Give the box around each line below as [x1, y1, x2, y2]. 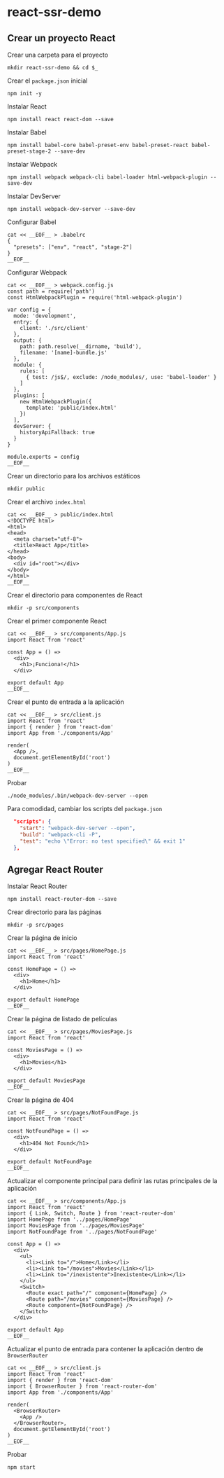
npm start [7, 1464, 36, 1471]
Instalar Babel [7, 128, 47, 137]
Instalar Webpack [7, 160, 58, 168]
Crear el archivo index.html [7, 498, 87, 506]
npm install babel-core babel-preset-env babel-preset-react [7, 141, 189, 149]
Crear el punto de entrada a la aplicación [7, 698, 124, 706]
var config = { [7, 306, 52, 313]
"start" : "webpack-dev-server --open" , [20, 824, 136, 831]
